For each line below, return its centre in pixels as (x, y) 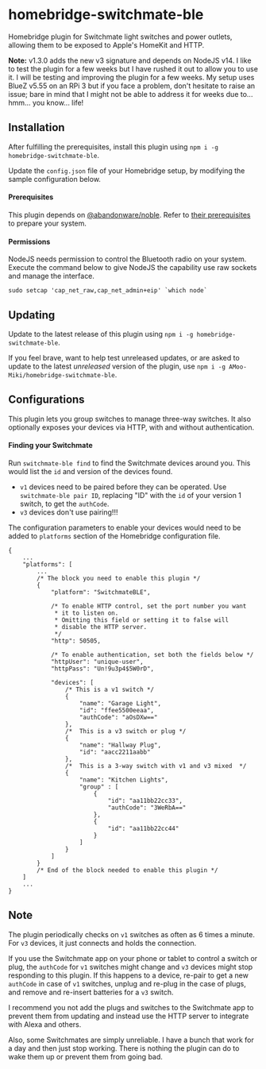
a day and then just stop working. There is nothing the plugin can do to (124, 1048)
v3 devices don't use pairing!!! (69, 512)
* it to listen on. (87, 613)
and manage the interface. (52, 276)
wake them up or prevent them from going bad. (85, 1056)
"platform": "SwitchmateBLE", (100, 592)
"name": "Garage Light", (120, 703)
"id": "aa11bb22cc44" (143, 828)
